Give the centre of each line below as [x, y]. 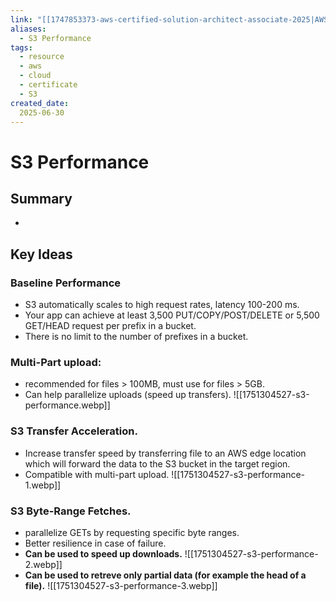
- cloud [35, 76]
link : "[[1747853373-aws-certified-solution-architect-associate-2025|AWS [169, 19]
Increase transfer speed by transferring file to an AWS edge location [165, 453]
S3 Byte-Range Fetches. [71, 511]
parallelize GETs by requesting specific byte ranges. [132, 532]
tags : [21, 47]
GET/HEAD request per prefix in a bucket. [110, 326]
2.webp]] [43, 564]
